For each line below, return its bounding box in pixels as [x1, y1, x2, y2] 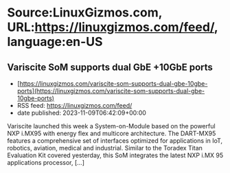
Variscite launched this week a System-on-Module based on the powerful [7, 122, 216, 130]
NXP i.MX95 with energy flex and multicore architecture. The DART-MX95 [7, 129, 216, 137]
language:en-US [7, 34, 103, 49]
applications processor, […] [7, 159, 84, 166]
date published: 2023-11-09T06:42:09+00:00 [16, 108, 146, 117]
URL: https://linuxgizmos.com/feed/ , [7, 19, 218, 35]
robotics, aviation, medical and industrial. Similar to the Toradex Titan [7, 144, 203, 152]
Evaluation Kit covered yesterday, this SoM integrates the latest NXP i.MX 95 [7, 151, 224, 159]
